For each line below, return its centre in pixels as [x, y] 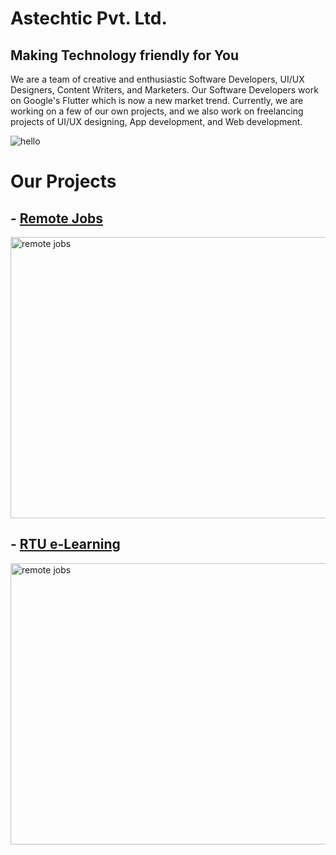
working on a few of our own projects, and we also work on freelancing [157, 111]
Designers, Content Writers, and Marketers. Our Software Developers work [164, 90]
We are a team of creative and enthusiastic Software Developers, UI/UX [157, 79]
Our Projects [63, 181]
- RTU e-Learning [65, 544]
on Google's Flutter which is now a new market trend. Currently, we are [157, 100]
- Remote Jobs [57, 218]
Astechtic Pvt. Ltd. [89, 18]
